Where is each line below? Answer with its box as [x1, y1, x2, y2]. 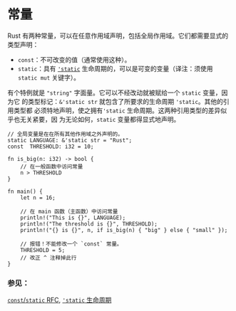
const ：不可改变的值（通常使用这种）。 [17, 55, 131, 64]
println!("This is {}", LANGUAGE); [20, 214, 126, 221]
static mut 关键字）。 [17, 73, 81, 82]
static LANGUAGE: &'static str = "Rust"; [7, 137, 133, 144]
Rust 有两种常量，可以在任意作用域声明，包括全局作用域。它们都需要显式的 [7, 31, 229, 40]
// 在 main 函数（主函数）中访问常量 [20, 208, 118, 215]
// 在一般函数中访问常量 [20, 163, 83, 170]
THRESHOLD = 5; [20, 246, 66, 253]
